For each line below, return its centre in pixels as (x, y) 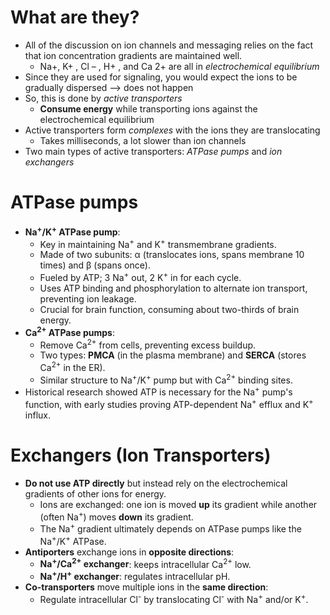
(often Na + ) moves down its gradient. (116, 516)
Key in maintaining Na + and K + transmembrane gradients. (158, 243)
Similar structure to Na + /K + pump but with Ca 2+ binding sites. (166, 379)
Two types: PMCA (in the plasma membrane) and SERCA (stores (173, 355)
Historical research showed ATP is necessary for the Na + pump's (158, 391)
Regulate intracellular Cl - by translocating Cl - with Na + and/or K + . (174, 598)
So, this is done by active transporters (103, 98)
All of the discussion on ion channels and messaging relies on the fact (169, 45)
